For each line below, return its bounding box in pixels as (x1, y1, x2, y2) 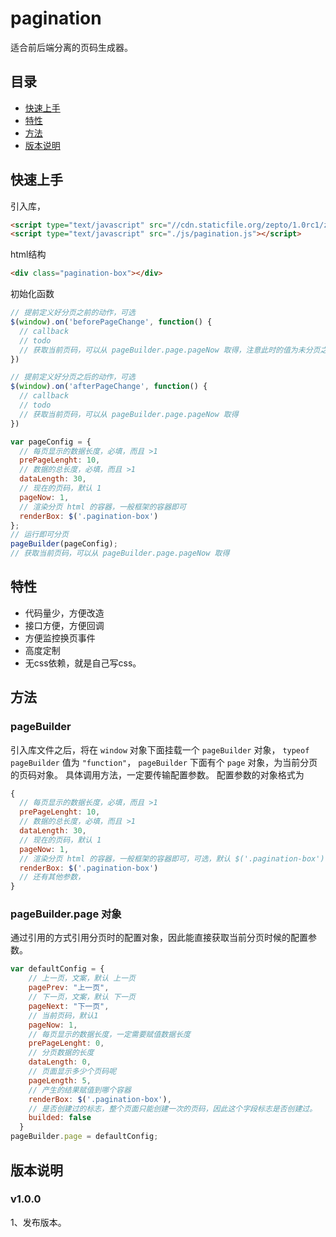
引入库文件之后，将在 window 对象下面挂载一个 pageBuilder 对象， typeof (10, 743, 310, 756)
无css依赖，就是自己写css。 (24, 657, 142, 669)
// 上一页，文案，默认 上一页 (28, 973, 136, 984)
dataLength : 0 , (28, 1057, 92, 1067)
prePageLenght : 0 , (28, 1038, 105, 1049)
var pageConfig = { (10, 437, 92, 447)
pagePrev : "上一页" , (28, 983, 110, 993)
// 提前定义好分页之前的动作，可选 (10, 308, 136, 318)
